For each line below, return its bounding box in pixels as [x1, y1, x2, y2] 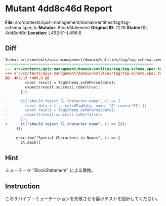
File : [5, 19, 14, 25]
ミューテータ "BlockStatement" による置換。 [5, 167, 96, 173]
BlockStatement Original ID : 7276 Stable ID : [57, 24, 147, 30]
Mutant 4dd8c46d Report [5, 3, 113, 14]
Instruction [5, 182, 40, 190]
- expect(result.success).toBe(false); [5, 112, 103, 118]
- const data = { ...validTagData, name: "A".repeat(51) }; [5, 103, 147, 108]
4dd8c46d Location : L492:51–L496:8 [5, 30, 82, 36]
